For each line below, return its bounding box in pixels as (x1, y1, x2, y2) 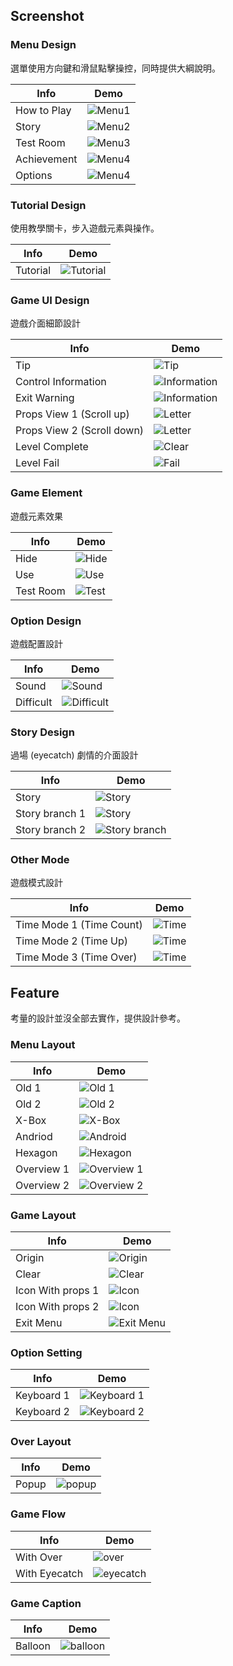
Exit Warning (15, 391, 75, 405)
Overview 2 (15, 1178, 70, 1192)
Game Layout (10, 1208, 77, 1222)
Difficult (15, 695, 53, 709)
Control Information (15, 375, 107, 389)
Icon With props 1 (15, 1283, 100, 1297)
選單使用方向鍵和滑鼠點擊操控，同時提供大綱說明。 (10, 62, 221, 74)
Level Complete (15, 440, 89, 454)
